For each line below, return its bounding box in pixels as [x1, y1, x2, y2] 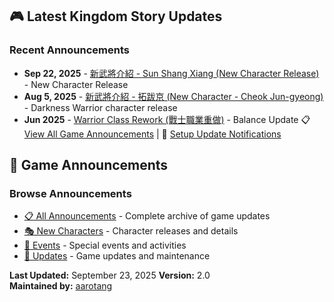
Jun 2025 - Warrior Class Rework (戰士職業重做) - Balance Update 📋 [23, 113, 311, 125]
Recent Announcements [9, 43, 130, 57]
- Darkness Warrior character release [23, 101, 178, 113]
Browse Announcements [9, 187, 132, 200]
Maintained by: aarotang [9, 280, 113, 292]
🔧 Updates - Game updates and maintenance [23, 250, 211, 262]
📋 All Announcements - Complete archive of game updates [23, 210, 271, 222]
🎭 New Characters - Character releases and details [23, 225, 239, 237]
